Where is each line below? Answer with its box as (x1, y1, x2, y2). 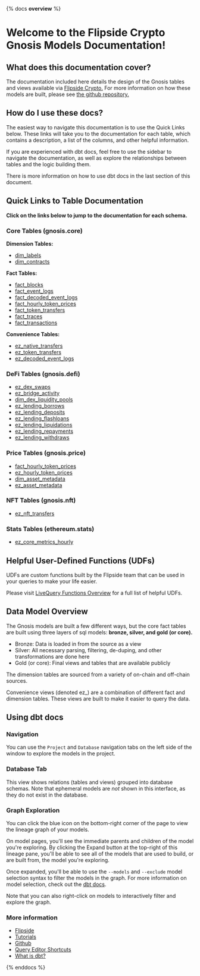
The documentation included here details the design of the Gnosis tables (6, 78, 185, 85)
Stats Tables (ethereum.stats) (6, 525, 95, 533)
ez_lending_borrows (14, 402, 65, 410)
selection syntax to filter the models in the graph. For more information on (6, 875, 187, 882)
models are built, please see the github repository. (6, 91, 129, 98)
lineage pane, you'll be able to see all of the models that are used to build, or (6, 850, 194, 857)
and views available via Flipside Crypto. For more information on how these (6, 85, 190, 91)
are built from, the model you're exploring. (6, 857, 110, 864)
